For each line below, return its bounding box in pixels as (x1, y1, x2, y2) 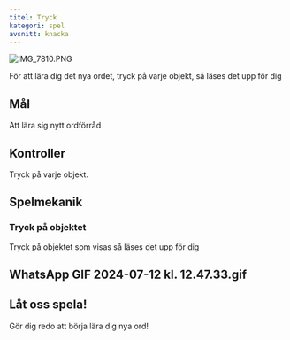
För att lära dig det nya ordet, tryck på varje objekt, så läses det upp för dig (9, 71, 282, 81)
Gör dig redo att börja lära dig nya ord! (9, 321, 149, 331)
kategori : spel (9, 21, 65, 30)
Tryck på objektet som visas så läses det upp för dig (9, 241, 200, 252)
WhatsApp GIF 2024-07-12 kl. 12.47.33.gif (9, 267, 248, 282)
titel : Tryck (9, 12, 57, 22)
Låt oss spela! (9, 297, 88, 313)
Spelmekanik (9, 195, 83, 210)
